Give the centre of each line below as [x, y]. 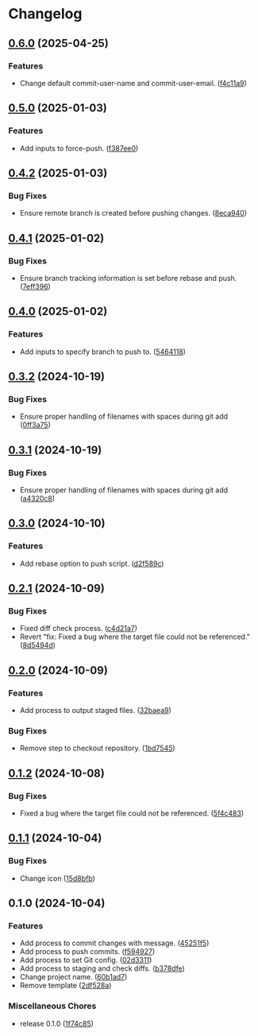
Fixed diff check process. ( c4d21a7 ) [78, 629]
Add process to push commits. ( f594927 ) [87, 952]
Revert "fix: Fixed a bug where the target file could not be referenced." [135, 637]
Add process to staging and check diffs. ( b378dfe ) [102, 968]
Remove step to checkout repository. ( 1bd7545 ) [98, 748]
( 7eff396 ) [35, 286]
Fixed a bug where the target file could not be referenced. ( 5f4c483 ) [132, 813]
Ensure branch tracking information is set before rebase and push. [128, 278]
